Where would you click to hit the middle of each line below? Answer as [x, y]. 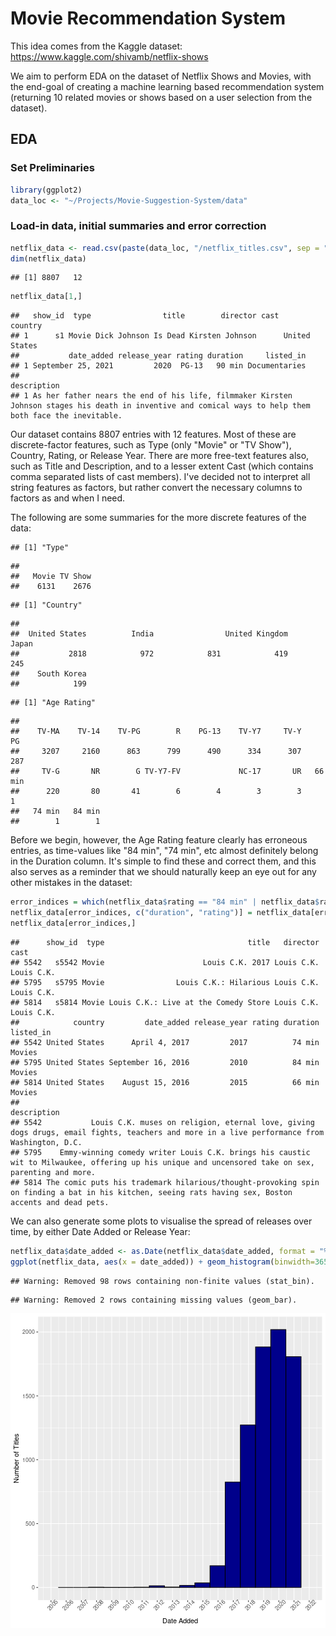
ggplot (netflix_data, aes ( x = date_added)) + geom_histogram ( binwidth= [162, 1262]
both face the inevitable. [66, 416]
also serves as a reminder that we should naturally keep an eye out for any [163, 872]
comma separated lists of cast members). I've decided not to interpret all [160, 477]
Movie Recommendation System [148, 18]
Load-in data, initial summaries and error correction [138, 226]
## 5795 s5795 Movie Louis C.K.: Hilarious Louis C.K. [165, 982]
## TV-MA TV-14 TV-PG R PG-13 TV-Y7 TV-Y [156, 732]
